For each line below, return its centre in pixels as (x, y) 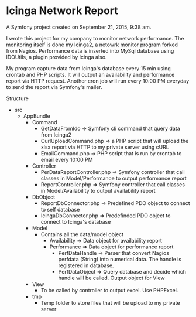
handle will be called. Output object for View (111, 278)
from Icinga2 (56, 134)
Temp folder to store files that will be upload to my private (110, 302)
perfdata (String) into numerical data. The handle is (120, 259)
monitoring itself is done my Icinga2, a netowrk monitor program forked (92, 45)
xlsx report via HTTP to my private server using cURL (105, 147)
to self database (60, 209)
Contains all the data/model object (82, 234)
